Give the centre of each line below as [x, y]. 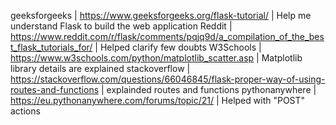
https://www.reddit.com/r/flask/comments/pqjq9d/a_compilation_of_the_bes [167, 36]
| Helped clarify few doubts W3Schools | [178, 47]
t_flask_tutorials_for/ [51, 47]
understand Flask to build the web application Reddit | [121, 26]
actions [25, 111]
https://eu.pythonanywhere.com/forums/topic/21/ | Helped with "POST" [158, 100]
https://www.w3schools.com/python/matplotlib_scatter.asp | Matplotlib [156, 58]
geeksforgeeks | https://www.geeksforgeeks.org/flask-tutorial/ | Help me [161, 15]
